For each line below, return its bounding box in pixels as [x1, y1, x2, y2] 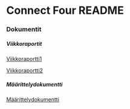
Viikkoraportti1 [6, 55, 42, 63]
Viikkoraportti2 [6, 67, 44, 74]
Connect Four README [6, 4, 124, 17]
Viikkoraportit [6, 40, 42, 47]
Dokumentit [6, 25, 42, 34]
